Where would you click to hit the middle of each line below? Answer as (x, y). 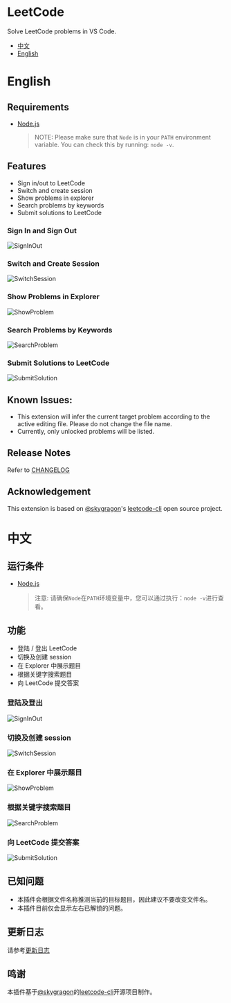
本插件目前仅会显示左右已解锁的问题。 (72, 908)
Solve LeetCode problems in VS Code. (62, 31)
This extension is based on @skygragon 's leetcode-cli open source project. (115, 508)
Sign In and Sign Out (42, 230)
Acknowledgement (49, 492)
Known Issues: (40, 400)
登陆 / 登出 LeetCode (47, 648)
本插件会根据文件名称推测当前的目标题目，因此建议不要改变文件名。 (114, 899)
